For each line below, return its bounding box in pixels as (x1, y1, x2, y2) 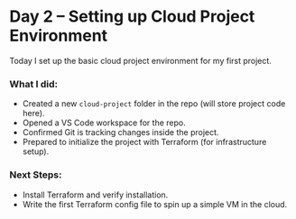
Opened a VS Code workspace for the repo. (22, 117, 187, 128)
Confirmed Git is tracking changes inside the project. (22, 127, 219, 138)
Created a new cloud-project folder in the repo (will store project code (22, 98, 286, 109)
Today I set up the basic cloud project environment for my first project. (9, 55, 273, 66)
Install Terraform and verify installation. (22, 189, 169, 200)
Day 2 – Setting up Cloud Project (9, 6, 255, 27)
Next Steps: (9, 169, 62, 181)
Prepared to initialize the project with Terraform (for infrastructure (22, 137, 267, 148)
